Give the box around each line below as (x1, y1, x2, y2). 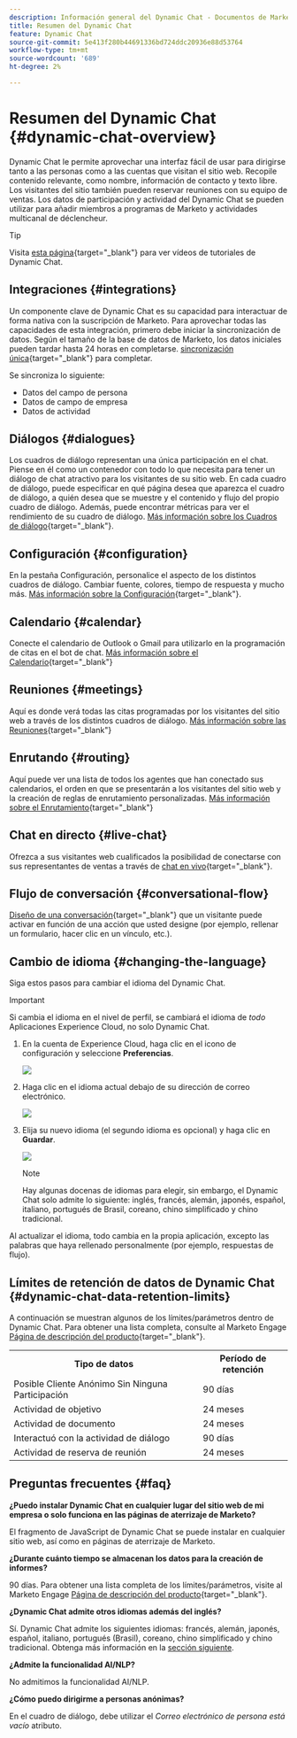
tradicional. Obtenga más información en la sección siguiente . (9, 1641, 234, 1652)
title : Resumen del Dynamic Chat (9, 21, 133, 30)
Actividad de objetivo (13, 1402, 102, 1415)
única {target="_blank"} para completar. (9, 352, 153, 363)
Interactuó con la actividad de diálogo (13, 1432, 171, 1444)
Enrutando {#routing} (9, 750, 131, 766)
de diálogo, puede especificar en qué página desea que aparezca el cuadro (9, 483, 285, 494)
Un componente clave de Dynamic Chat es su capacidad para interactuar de (9, 305, 288, 316)
